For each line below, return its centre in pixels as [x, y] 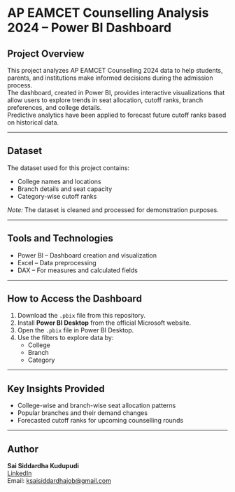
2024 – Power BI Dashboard [90, 28]
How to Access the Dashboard [74, 299]
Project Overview [46, 54]
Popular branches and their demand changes [83, 413]
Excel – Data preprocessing [57, 262]
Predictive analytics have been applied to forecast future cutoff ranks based [117, 115]
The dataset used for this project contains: [69, 168]
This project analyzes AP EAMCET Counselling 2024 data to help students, [115, 70]
